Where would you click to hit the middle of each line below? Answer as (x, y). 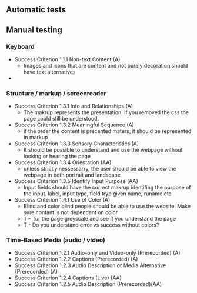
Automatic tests (36, 10)
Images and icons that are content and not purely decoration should (106, 65)
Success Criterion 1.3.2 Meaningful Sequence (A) (74, 125)
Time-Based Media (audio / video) (56, 240)
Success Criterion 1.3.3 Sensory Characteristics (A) (77, 144)
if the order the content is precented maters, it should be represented (107, 131)
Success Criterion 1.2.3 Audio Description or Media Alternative (90, 265)
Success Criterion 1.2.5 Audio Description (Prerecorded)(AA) (88, 284)
